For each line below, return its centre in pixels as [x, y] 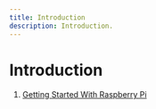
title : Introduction [48, 17]
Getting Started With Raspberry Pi [84, 95]
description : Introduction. [62, 26]
